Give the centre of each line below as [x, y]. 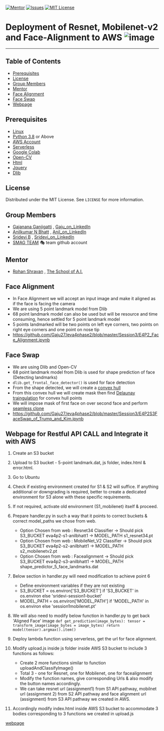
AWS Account [27, 142]
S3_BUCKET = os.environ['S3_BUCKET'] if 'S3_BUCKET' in [79, 591]
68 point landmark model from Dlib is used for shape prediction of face [84, 372]
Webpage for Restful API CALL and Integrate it [77, 434]
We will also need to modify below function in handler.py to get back [81, 616]
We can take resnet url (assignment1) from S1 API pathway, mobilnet [88, 689]
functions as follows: [33, 654]
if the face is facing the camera [44, 303]
